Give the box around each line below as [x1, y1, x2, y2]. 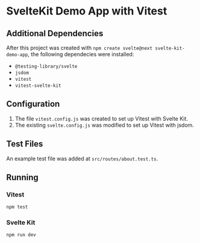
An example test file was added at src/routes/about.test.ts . [6, 155, 158, 162]
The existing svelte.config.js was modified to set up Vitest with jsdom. [14, 121, 195, 128]
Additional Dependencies [6, 28, 104, 39]
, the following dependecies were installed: [28, 51, 134, 58]
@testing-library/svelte [14, 63, 78, 69]
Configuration [6, 99, 60, 109]
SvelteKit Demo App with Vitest [6, 4, 167, 18]
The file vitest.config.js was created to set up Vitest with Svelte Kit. [14, 115, 189, 122]
